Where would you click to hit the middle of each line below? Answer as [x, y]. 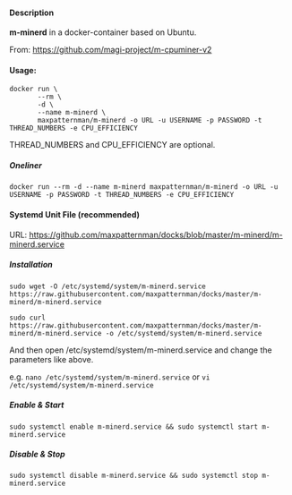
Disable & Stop [37, 454]
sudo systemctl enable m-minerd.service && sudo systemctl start [133, 427]
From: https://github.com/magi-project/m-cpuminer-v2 [111, 50]
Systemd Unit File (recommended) [75, 214]
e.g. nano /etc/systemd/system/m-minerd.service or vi [110, 377]
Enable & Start [37, 405]
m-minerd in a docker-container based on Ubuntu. [103, 32]
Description [32, 13]
